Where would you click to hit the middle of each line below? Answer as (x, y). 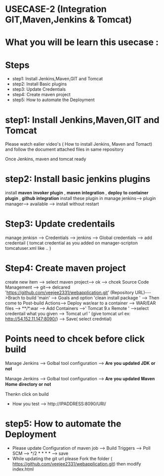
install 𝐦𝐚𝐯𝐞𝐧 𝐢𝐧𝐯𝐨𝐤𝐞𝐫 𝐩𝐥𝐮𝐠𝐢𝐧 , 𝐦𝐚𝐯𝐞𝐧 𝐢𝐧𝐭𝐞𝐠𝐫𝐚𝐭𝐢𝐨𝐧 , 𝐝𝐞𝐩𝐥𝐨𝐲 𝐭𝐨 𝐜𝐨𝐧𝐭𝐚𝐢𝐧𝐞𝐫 (77, 193)
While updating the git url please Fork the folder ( (62, 458)
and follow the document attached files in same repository (64, 149)
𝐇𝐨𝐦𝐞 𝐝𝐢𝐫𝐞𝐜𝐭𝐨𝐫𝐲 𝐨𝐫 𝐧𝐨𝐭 (28, 384)
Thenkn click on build (27, 394)
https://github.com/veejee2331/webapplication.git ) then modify (77, 464)
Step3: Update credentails (60, 224)
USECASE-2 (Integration (56, 9)
